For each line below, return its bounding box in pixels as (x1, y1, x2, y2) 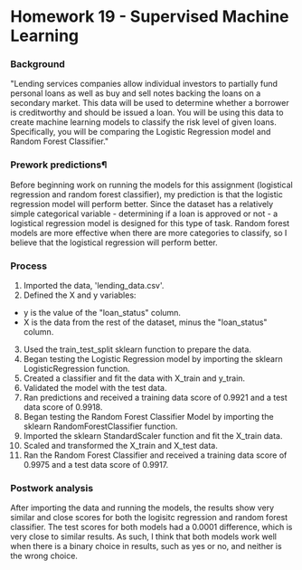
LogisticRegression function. (23, 364, 130, 375)
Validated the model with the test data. (23, 383, 167, 394)
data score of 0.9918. (23, 402, 103, 413)
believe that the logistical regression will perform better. (10, 237, 218, 248)
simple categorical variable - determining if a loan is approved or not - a (10, 208, 278, 219)
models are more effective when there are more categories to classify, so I (10, 227, 288, 238)
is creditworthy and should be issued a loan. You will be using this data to (10, 107, 284, 119)
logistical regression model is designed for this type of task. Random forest (10, 217, 290, 228)
